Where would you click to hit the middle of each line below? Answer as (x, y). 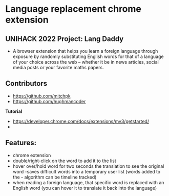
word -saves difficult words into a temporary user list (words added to (86, 171)
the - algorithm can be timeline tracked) (55, 177)
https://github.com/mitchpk (41, 96)
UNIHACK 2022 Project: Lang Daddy (65, 39)
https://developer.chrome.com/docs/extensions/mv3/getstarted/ (81, 121)
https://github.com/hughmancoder (49, 101)
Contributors (26, 83)
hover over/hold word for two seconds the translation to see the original (88, 166)
